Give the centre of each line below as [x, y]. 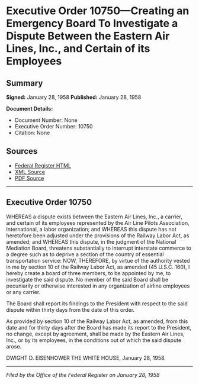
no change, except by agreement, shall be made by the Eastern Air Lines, [95, 334]
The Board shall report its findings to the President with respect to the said [97, 304]
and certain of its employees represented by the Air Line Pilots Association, [98, 222]
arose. [14, 346]
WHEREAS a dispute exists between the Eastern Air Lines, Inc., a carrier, [94, 217]
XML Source [30, 172]
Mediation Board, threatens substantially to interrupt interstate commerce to [99, 248]
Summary [25, 83]
